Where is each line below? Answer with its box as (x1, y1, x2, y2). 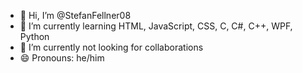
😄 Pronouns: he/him (19, 52, 105, 64)
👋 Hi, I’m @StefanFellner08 (19, 10, 132, 21)
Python (19, 31, 50, 42)
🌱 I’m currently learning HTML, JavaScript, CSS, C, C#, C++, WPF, (19, 20, 293, 32)
